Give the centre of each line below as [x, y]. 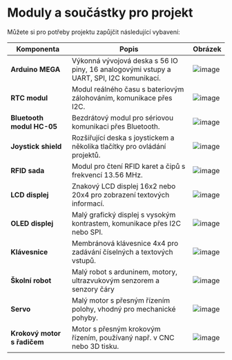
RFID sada [28, 170]
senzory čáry [93, 289]
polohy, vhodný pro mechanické [124, 309]
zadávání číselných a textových [123, 252]
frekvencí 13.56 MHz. [107, 174]
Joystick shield [36, 146]
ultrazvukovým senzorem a [116, 280]
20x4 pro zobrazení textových [120, 195]
